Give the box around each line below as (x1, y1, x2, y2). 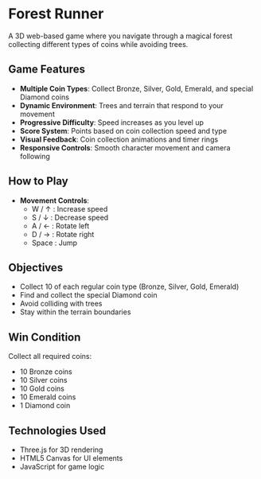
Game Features (8, 63, 86, 76)
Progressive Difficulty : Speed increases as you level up (19, 117, 205, 127)
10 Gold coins (19, 384, 65, 394)
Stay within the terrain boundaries (19, 307, 131, 317)
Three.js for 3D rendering (19, 445, 103, 454)
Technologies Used (8, 423, 106, 438)
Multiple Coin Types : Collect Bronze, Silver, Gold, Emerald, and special (19, 84, 254, 93)
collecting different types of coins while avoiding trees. (8, 39, 189, 49)
